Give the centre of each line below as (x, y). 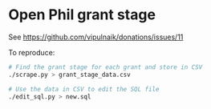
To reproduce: (32, 52)
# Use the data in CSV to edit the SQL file (84, 89)
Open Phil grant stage (82, 15)
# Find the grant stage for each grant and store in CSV (105, 67)
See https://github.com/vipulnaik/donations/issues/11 (96, 37)
